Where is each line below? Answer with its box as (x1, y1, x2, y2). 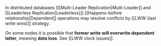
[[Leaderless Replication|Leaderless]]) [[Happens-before (5, 10, 122, 16)
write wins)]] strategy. (5, 20, 51, 26)
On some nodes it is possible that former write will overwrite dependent (5, 30, 155, 36)
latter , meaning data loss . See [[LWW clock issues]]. (5, 35, 114, 41)
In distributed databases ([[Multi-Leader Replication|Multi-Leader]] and (5, 5, 151, 10)
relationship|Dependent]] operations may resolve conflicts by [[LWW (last (5, 15, 157, 21)
